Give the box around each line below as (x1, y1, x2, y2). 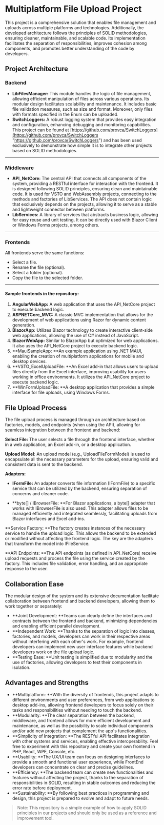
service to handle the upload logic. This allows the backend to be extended (5, 530, 156, 536)
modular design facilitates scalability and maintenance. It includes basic (12, 101, 157, 107)
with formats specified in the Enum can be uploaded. (12, 111, 119, 117)
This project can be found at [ (12, 127, 72, 133)
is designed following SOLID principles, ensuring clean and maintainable (12, 185, 158, 191)
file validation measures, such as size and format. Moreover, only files (12, 106, 153, 112)
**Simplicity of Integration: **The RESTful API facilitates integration (12, 733, 150, 739)
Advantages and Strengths (5, 679, 89, 687)
